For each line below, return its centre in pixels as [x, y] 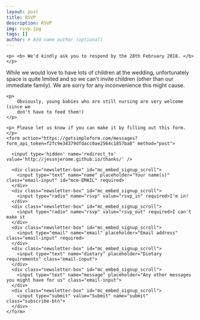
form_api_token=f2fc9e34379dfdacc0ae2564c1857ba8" [71, 143]
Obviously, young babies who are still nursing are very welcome [100, 101]
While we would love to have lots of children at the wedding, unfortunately [98, 72]
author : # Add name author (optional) [54, 40]
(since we [19, 107]
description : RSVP [29, 23]
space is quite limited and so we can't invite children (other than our [90, 79]
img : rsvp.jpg [24, 29]
